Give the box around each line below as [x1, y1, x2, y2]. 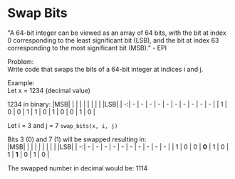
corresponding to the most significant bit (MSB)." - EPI [7, 43, 167, 52]
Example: [7, 78, 35, 87]
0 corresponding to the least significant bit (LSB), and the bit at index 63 [7, 36, 219, 44]
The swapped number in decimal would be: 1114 [7, 163, 148, 172]
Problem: [7, 57, 34, 65]
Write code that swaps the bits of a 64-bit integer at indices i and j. [7, 65, 204, 73]
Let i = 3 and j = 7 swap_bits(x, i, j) [7, 121, 118, 129]
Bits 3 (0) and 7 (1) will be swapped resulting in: [7, 135, 147, 143]
